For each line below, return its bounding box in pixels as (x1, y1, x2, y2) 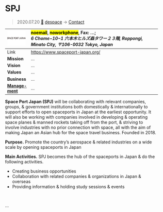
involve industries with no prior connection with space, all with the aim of (5, 124, 151, 130)
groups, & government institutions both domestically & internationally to (5, 104, 148, 110)
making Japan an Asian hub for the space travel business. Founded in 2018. (5, 130, 157, 136)
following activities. (5, 159, 44, 165)
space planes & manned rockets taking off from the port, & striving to (5, 120, 143, 125)
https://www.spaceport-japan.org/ (31, 49, 100, 55)
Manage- (7, 83, 27, 88)
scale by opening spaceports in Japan (5, 144, 81, 150)
